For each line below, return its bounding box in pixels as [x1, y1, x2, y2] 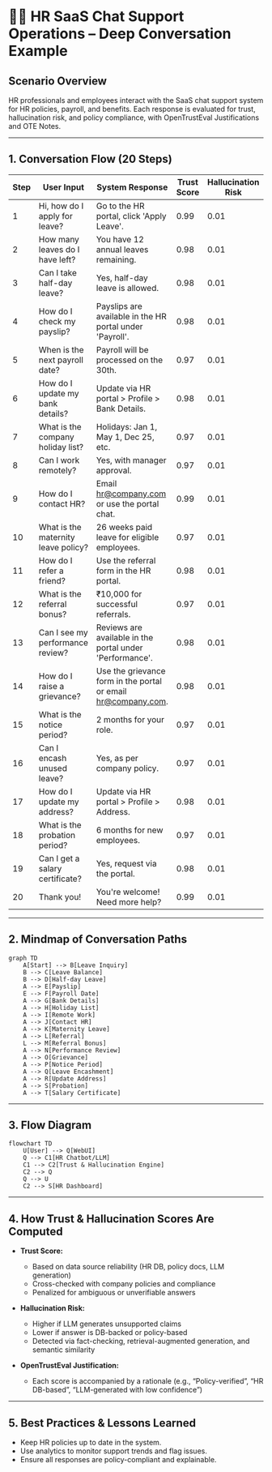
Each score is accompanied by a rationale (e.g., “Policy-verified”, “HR [32, 1376, 264, 1386]
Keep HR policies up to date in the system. [19, 1438, 162, 1448]
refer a [38, 565, 64, 576]
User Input [42, 182, 85, 193]
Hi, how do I [38, 200, 84, 212]
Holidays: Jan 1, [96, 421, 158, 432]
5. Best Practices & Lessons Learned [8, 1416, 197, 1430]
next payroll [38, 354, 83, 366]
